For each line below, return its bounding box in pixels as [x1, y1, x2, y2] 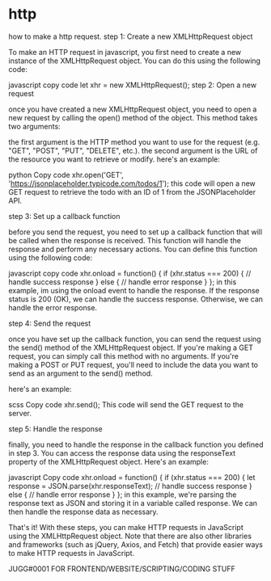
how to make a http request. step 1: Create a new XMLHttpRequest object [8, 32, 253, 41]
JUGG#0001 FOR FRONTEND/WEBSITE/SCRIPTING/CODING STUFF [8, 563, 236, 574]
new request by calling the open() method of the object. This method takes [8, 112, 258, 122]
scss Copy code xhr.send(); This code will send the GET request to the [8, 399, 244, 409]
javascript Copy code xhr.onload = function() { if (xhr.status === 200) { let [8, 472, 256, 482]
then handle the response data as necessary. [8, 507, 159, 516]
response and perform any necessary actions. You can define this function [8, 244, 258, 254]
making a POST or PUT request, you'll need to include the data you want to [8, 360, 259, 369]
